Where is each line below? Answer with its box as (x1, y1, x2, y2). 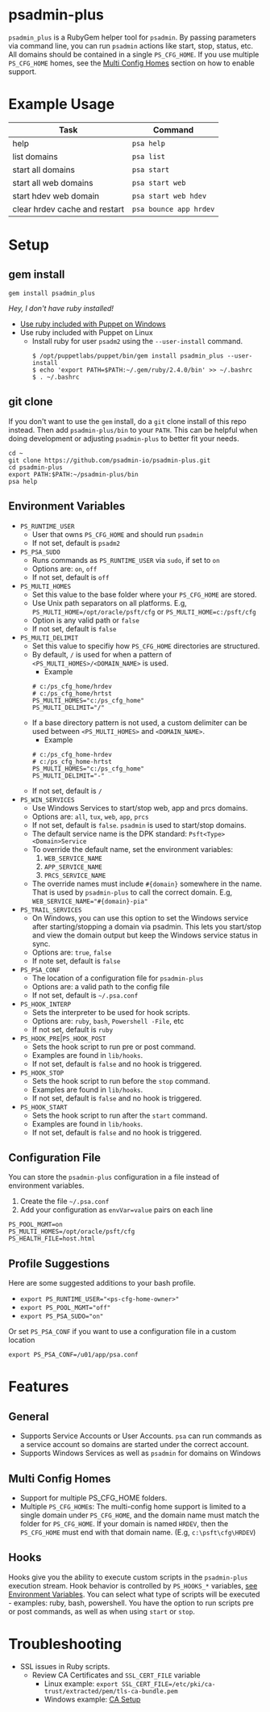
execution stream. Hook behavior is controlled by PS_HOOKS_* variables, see (8, 1580, 258, 1590)
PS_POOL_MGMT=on (8, 1221, 63, 1229)
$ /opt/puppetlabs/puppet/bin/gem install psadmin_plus (31, 351, 224, 360)
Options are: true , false (31, 947, 112, 957)
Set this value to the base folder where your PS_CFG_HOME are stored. (31, 590, 257, 599)
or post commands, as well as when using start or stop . (8, 1606, 195, 1616)
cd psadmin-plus (8, 463, 63, 472)
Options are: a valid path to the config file (31, 981, 170, 991)
